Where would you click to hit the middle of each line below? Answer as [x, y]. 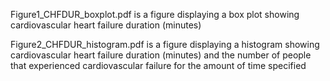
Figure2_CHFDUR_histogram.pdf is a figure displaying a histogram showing [165, 44]
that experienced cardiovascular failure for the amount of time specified [158, 65]
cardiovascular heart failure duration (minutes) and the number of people [161, 55]
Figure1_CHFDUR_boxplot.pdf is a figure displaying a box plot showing [155, 14]
